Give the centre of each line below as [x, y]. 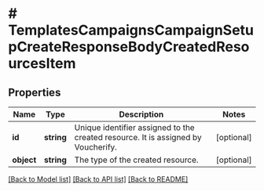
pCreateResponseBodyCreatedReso [129, 47]
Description [141, 114]
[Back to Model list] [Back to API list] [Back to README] [98, 179]
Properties [35, 92]
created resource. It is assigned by [138, 137]
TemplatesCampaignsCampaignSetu [131, 30]
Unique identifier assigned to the [134, 128]
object [24, 160]
